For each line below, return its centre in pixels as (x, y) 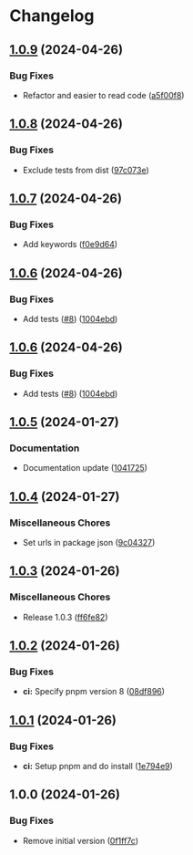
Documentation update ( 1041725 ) (85, 468)
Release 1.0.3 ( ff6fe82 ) (65, 617)
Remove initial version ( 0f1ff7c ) (81, 840)
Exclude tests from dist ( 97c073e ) (86, 170)
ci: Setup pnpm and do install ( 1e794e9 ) (97, 766)
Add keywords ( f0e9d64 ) (70, 245)
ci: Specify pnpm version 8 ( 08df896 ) (94, 692)
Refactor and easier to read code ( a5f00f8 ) (103, 95)
